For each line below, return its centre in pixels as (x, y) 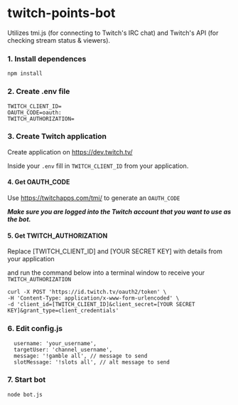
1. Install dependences (47, 58)
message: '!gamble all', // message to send (81, 356)
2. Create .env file (39, 92)
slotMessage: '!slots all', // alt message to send (92, 362)
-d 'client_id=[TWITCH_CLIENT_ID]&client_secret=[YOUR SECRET (101, 305)
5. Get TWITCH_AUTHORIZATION (58, 236)
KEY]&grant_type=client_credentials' (63, 311)
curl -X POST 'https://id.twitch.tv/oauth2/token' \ (87, 292)
